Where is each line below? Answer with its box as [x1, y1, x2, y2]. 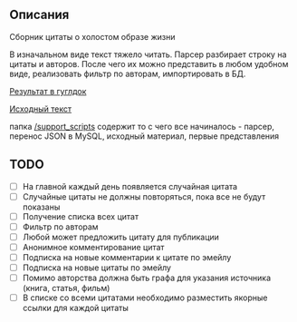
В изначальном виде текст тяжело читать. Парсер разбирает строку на [9, 49, 287, 60]
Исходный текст [9, 103, 72, 114]
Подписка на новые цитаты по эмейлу [22, 262, 172, 273]
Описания [9, 7, 70, 23]
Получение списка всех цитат [22, 210, 139, 221]
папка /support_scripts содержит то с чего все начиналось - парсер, [9, 121, 274, 132]
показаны [22, 201, 61, 212]
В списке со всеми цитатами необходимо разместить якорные [22, 292, 269, 303]
